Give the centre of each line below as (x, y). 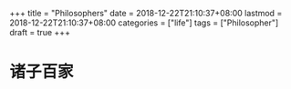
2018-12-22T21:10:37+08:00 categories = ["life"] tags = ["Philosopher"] (144, 23)
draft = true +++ (40, 32)
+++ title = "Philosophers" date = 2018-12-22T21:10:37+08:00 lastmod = (146, 13)
